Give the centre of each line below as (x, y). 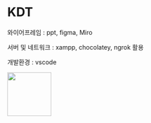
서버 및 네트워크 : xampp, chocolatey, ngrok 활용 (75, 47)
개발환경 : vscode (32, 62)
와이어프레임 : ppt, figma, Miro (50, 32)
